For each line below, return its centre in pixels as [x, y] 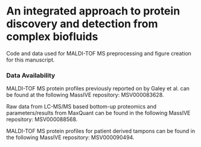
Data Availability [31, 75]
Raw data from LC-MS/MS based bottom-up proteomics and [81, 107]
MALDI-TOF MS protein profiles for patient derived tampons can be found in [101, 131]
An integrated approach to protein [93, 11]
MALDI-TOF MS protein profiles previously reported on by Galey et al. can [98, 89]
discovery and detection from [82, 24]
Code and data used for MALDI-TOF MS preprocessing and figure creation [99, 53]
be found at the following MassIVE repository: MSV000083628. [85, 95]
